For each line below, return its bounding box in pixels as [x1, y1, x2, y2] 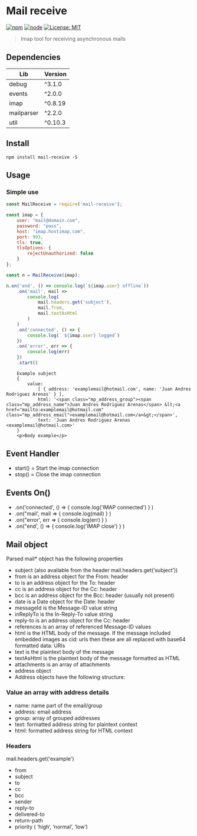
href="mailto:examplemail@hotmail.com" [6, 406, 104, 412]
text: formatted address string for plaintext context [14, 721, 137, 728]
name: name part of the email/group [14, 702, 103, 709]
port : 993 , [17, 234, 44, 240]
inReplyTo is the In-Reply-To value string [14, 611, 113, 618]
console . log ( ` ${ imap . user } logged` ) [27, 333, 120, 338]
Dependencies [6, 52, 61, 63]
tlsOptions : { [17, 245, 51, 251]
